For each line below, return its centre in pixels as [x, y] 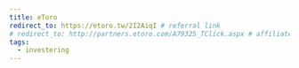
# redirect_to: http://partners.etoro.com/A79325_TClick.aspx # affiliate [151, 34]
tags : [19, 42]
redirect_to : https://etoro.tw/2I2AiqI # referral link [115, 26]
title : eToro [33, 17]
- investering [43, 50]
